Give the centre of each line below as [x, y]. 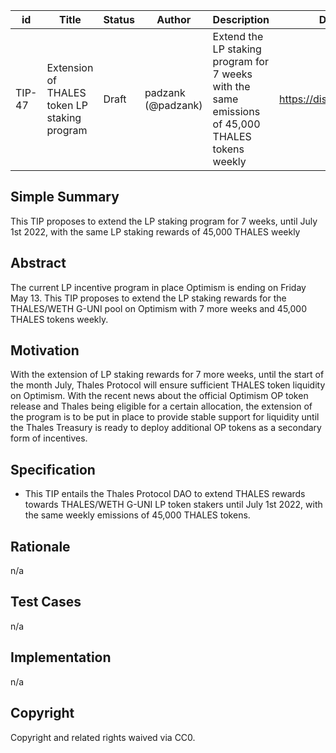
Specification [53, 469]
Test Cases [46, 602]
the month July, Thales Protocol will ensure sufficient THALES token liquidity [168, 385]
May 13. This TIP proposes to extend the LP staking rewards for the [148, 298]
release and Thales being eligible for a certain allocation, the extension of [161, 406]
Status [119, 19]
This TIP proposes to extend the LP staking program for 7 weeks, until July [164, 221]
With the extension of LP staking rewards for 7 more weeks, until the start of [167, 375]
